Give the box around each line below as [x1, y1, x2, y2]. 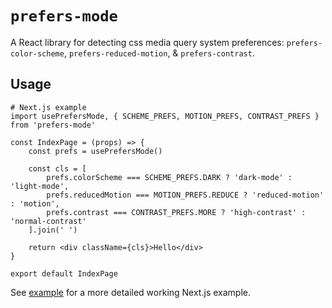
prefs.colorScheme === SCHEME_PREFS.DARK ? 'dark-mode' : [46, 172, 293, 182]
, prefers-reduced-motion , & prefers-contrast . [63, 47, 255, 59]
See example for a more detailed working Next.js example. [10, 286, 251, 298]
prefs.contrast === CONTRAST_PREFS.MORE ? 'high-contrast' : [46, 207, 307, 217]
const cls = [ [28, 163, 87, 174]
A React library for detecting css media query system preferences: [10, 36, 285, 48]
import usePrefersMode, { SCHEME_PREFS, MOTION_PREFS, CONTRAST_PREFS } [10, 111, 320, 121]
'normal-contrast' [10, 216, 87, 226]
